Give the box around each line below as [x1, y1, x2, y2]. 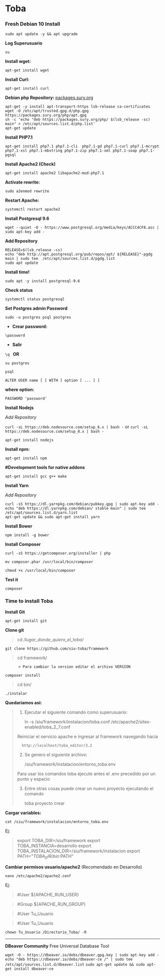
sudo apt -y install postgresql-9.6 [5, 279, 80, 283]
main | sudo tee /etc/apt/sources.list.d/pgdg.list [5, 256, 115, 261]
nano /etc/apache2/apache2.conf [5, 873, 71, 879]
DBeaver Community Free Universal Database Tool [5, 943, 110, 949]
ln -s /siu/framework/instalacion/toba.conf [24, 719, 110, 724]
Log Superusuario [5, 40, 43, 46]
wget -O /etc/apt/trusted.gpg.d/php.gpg [5, 109, 89, 114]
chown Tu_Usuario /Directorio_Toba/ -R [5, 930, 87, 935]
